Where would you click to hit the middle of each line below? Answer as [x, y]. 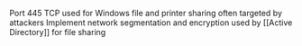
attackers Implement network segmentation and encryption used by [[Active [151, 23]
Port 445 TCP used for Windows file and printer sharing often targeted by [146, 13]
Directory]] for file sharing [58, 32]
